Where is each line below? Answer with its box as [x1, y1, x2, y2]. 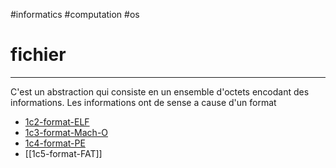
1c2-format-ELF [24, 115, 90, 128]
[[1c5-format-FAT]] [24, 147, 103, 159]
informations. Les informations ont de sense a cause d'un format [10, 96, 277, 108]
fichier [10, 44, 67, 66]
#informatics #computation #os [10, 9, 140, 20]
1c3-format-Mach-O [24, 126, 109, 138]
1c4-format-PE [24, 137, 86, 149]
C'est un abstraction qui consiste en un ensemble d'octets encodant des [10, 85, 310, 98]
